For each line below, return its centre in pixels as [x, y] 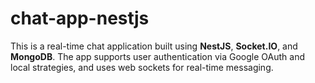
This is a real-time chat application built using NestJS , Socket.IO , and [154, 46]
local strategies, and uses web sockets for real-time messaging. [142, 67]
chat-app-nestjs [80, 18]
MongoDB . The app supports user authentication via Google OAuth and [157, 56]
